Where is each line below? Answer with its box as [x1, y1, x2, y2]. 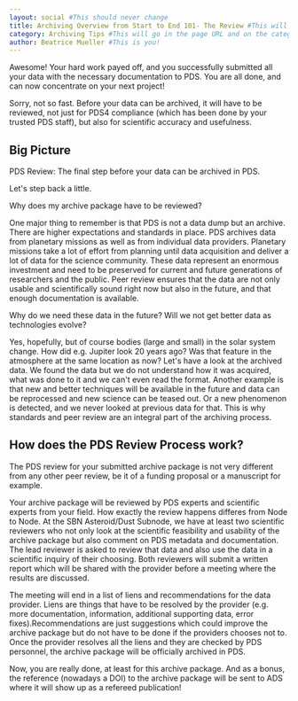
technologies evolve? [9, 320, 87, 331]
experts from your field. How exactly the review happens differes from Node [9, 506, 288, 517]
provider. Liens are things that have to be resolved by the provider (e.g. [9, 599, 269, 610]
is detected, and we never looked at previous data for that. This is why [9, 402, 266, 413]
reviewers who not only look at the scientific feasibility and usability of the [9, 525, 280, 536]
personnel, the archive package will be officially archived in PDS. [9, 646, 247, 657]
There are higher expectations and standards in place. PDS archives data [9, 227, 277, 238]
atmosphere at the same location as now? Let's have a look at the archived [9, 355, 282, 366]
